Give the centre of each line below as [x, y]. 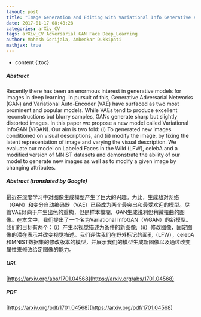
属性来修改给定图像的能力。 [40, 249]
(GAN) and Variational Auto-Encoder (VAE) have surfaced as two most [93, 104]
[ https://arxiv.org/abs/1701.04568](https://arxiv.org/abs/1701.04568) [90, 279]
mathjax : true [24, 46]
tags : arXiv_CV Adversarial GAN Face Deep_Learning [72, 34]
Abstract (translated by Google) [47, 181]
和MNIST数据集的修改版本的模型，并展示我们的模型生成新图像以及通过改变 [98, 242]
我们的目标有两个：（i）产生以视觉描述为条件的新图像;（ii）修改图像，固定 [97, 227]
